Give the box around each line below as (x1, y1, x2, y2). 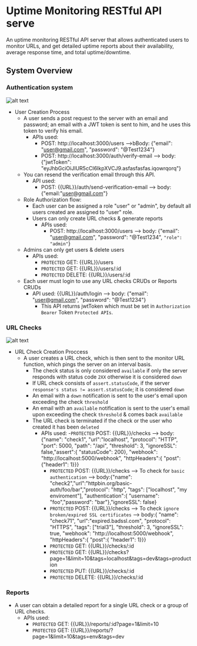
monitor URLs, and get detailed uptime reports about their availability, (6, 42, 175, 50)
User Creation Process (14, 108, 70, 116)
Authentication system (6, 84, 74, 92)
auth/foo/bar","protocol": (49, 486, 110, 493)
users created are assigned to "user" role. (32, 208, 134, 216)
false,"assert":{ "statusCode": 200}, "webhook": (41, 448, 158, 455)
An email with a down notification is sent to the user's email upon (32, 392, 188, 399)
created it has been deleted (32, 423, 99, 430)
